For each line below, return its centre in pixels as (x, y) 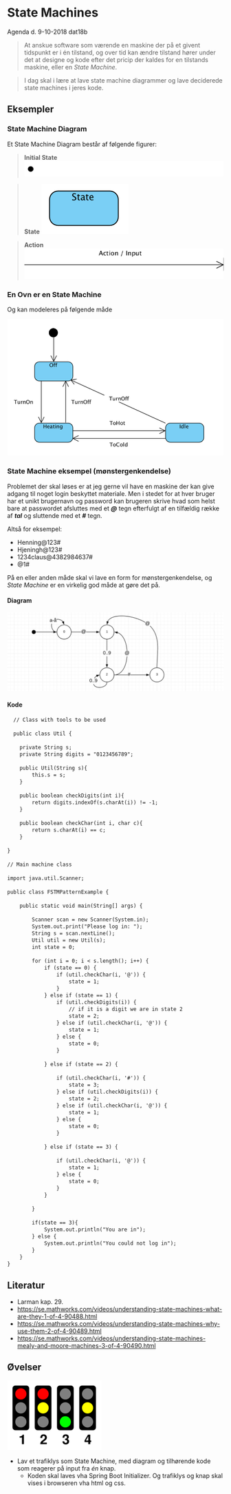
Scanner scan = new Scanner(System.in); (90, 920)
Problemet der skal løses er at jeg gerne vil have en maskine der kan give (111, 486)
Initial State (41, 157)
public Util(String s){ (54, 768)
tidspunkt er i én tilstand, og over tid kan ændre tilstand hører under (120, 52)
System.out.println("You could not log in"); (110, 1244)
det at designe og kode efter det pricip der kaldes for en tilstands (116, 59)
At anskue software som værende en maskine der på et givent (112, 45)
